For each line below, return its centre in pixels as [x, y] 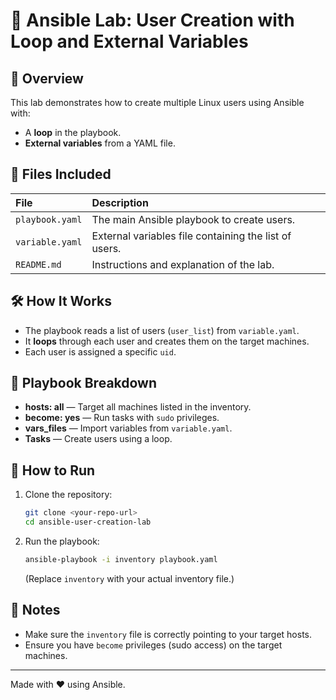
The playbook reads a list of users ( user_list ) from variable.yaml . [162, 330]
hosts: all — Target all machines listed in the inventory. [138, 407]
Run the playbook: [62, 541]
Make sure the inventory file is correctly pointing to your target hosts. [168, 634]
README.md [38, 264]
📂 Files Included [61, 174]
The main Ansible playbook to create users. [193, 219]
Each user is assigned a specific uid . [100, 351]
